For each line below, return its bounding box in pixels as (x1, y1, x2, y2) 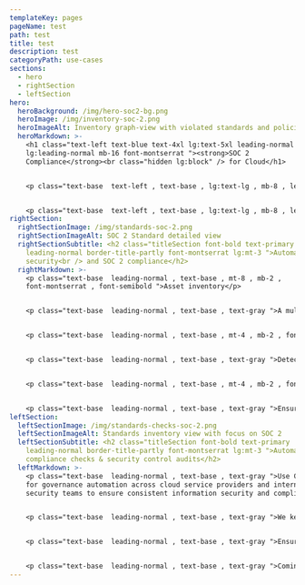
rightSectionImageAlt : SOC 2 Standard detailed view (17, 231, 221, 241)
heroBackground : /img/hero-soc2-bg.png (17, 106, 169, 116)
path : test (9, 30, 51, 39)
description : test (9, 47, 79, 56)
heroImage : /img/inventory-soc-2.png (17, 115, 161, 124)
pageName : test (9, 22, 67, 31)
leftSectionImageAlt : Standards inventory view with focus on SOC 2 (17, 429, 282, 439)
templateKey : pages (9, 13, 84, 23)
